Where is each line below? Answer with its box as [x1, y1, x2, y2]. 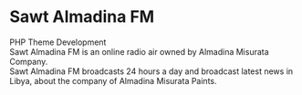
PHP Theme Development [9, 37, 107, 47]
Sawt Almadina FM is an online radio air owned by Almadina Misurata [9, 46, 269, 57]
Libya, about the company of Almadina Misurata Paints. [9, 75, 217, 86]
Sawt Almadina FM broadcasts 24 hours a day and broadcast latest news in [9, 66, 294, 77]
